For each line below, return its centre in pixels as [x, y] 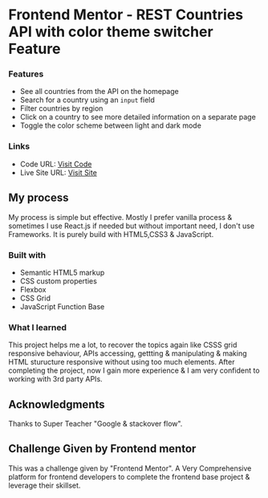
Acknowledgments [57, 404]
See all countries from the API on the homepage [99, 92]
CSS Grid [35, 298]
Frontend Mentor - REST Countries [126, 15]
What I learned [37, 327]
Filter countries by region [61, 108]
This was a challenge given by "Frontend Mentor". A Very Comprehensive [130, 468]
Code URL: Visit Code [56, 164]
